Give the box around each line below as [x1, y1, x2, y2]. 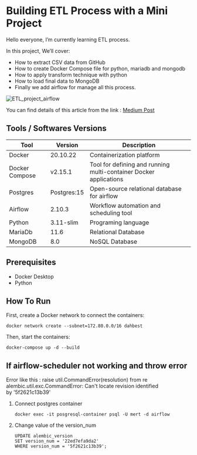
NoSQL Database [90, 237, 138, 245]
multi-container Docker [90, 167, 155, 176]
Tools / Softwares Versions [6, 123, 107, 133]
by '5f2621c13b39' [6, 389, 51, 396]
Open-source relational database [90, 184, 182, 193]
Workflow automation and [90, 201, 161, 210]
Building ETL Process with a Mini [6, 4, 168, 18]
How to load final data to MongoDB [14, 77, 100, 85]
